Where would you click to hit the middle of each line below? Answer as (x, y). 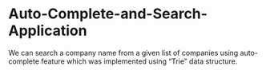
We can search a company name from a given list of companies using (123, 53)
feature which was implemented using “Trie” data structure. (139, 61)
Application (48, 31)
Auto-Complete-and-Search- (108, 14)
